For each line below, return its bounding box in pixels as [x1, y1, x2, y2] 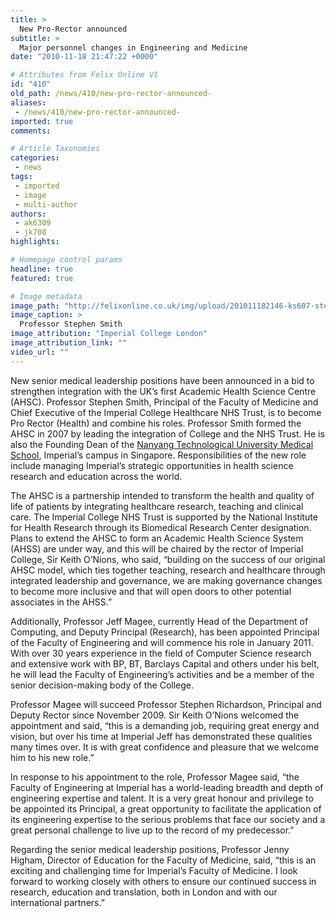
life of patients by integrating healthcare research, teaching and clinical [10, 500, 304, 512]
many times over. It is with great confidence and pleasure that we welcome [10, 741, 320, 753]
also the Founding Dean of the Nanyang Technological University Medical [10, 438, 314, 450]
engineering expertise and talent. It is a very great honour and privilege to [10, 792, 314, 804]
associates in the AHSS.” [10, 596, 113, 608]
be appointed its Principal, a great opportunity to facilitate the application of [10, 802, 322, 815]
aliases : [10, 97, 47, 108]
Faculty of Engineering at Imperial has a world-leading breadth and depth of [10, 781, 324, 793]
